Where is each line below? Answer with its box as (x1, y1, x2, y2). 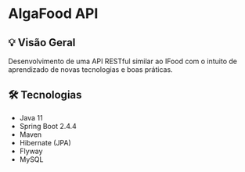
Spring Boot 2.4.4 (19, 121, 77, 131)
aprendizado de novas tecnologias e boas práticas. (8, 65, 174, 74)
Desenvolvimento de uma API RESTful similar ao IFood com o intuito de (8, 56, 237, 66)
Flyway (19, 146, 43, 156)
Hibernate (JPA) (19, 138, 72, 147)
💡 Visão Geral (8, 36, 76, 49)
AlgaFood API (8, 5, 99, 23)
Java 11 (19, 113, 43, 122)
